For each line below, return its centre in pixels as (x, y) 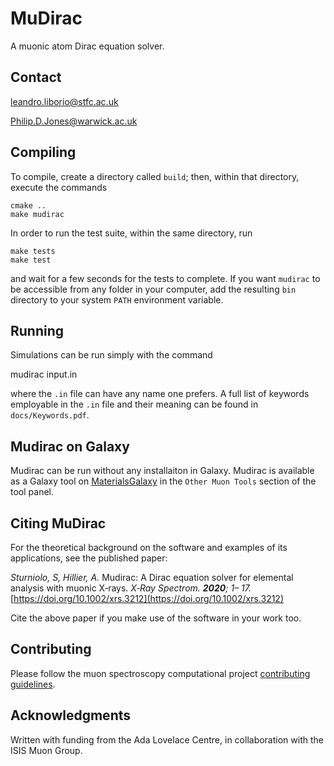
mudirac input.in (44, 374)
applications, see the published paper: (89, 558)
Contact (36, 77)
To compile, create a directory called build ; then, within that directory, (155, 176)
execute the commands (59, 187)
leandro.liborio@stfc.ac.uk (64, 101)
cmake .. (28, 205)
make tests (33, 251)
